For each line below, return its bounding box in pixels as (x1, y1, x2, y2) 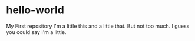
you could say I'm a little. (6, 28, 67, 35)
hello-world (6, 3, 65, 17)
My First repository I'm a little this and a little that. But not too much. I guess (6, 23, 190, 29)
